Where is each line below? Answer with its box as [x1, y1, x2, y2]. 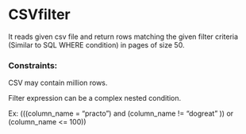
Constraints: [8, 59, 58, 71]
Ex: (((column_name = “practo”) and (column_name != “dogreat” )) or [8, 109, 234, 118]
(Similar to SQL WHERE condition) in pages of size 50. [8, 40, 185, 49]
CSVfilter [8, 6, 71, 24]
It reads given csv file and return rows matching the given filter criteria [8, 32, 239, 41]
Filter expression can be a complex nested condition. [8, 94, 182, 103]
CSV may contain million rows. [8, 78, 108, 88]
